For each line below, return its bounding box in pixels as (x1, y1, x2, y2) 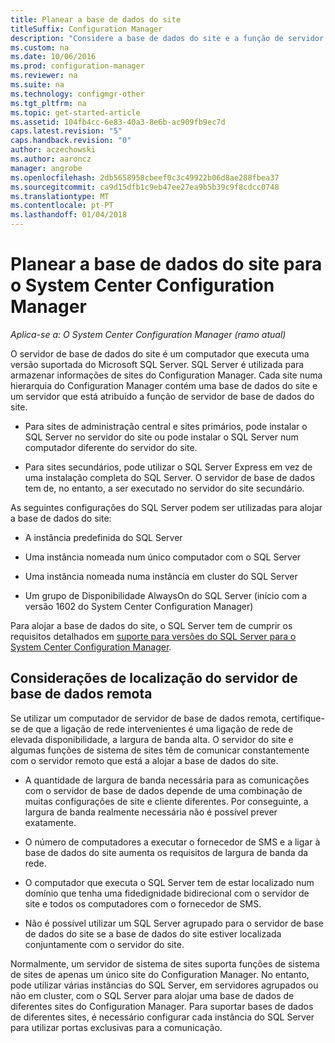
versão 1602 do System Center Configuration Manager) (24, 600, 254, 612)
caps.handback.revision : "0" (10, 136, 132, 146)
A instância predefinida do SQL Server (24, 531, 183, 543)
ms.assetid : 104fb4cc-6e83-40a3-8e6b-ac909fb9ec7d (10, 117, 226, 127)
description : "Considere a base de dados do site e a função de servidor (10, 33, 325, 43)
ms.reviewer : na (10, 71, 78, 81)
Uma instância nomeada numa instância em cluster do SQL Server (24, 570, 298, 582)
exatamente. (24, 816, 77, 828)
